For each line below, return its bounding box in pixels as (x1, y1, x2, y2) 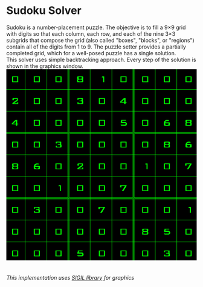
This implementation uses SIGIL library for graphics (6, 274, 135, 281)
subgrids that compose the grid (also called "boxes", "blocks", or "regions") (6, 36, 195, 44)
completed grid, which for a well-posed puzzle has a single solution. (6, 49, 176, 56)
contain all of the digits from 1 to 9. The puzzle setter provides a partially (6, 43, 186, 50)
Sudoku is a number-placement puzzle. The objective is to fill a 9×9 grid (6, 24, 186, 31)
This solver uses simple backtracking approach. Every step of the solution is (6, 56, 196, 63)
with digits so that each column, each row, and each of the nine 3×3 (6, 30, 176, 37)
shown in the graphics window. (6, 62, 83, 70)
